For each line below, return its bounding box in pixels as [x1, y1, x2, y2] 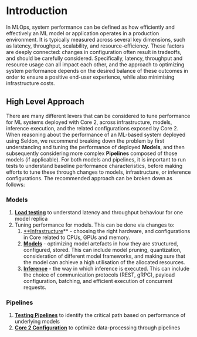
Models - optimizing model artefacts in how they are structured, [23, 240, 179, 247]
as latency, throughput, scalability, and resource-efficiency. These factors [6, 42, 185, 49]
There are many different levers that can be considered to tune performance [6, 112, 191, 119]
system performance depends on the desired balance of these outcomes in [6, 67, 189, 74]
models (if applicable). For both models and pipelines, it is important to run [6, 156, 186, 163]
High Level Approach [6, 97, 84, 107]
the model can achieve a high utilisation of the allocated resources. [23, 259, 186, 266]
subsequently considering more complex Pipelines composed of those [6, 150, 178, 157]
